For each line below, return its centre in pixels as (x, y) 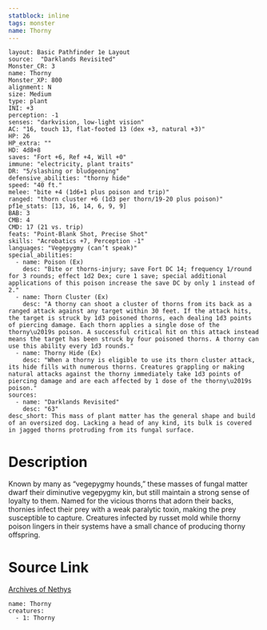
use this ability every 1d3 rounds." (71, 346)
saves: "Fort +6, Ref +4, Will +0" (68, 157)
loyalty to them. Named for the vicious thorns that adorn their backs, (121, 501)
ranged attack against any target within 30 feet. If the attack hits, (130, 311)
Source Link (49, 567)
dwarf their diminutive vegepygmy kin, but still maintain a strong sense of (129, 492)
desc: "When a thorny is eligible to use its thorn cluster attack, (139, 361)
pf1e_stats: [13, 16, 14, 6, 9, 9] (68, 206)
